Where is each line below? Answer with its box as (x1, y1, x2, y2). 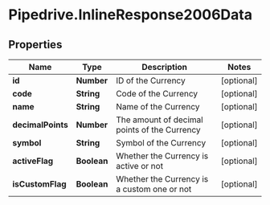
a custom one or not (116, 183, 192, 195)
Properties (8, 38, 63, 51)
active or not (116, 161, 163, 171)
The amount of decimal (116, 114, 203, 125)
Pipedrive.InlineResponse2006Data (8, 6, 253, 24)
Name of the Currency (116, 101, 200, 112)
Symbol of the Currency (116, 137, 207, 148)
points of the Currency (116, 125, 201, 135)
